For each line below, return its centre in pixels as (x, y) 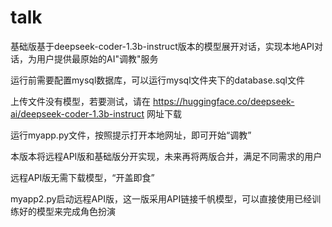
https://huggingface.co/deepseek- (223, 101)
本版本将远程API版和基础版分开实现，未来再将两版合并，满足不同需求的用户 (166, 156)
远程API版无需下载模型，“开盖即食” (82, 177)
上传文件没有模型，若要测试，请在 (80, 101)
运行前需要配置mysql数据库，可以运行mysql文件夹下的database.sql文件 (158, 80)
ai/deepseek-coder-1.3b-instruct (77, 113)
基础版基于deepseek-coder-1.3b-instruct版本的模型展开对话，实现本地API (162, 46)
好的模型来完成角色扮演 (67, 211)
